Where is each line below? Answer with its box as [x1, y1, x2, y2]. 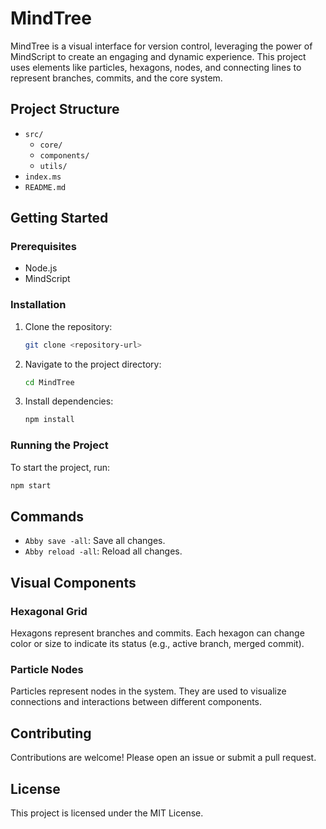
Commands [10, 508, 85, 525]
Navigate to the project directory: [24, 358, 162, 370]
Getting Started [10, 210, 109, 227]
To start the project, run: [10, 461, 111, 473]
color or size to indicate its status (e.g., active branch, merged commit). [10, 638, 305, 650]
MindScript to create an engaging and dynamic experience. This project [10, 50, 307, 62]
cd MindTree [24, 377, 75, 387]
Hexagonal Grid [10, 604, 88, 618]
